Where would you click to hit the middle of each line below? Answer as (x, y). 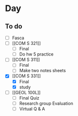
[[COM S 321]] (26, 43)
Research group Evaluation (46, 103)
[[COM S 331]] (26, 76)
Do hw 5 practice (36, 54)
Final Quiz (29, 98)
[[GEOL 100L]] (26, 92)
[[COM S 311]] (26, 60)
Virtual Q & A (32, 109)
